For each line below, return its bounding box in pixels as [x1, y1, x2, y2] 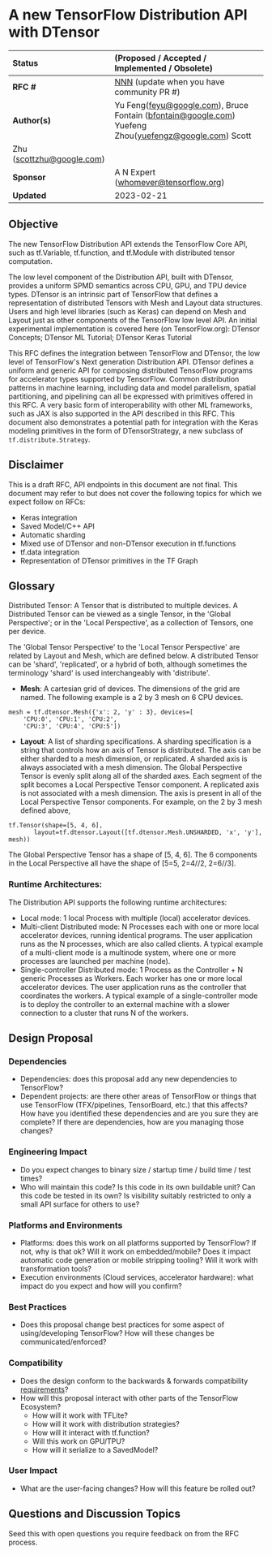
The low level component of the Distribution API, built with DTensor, [8, 272, 234, 282]
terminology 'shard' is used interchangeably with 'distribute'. [8, 668, 210, 678]
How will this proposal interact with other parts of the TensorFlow [19, 1393, 239, 1402]
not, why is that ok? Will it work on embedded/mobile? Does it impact [19, 1246, 251, 1256]
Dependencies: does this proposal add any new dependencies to [19, 1074, 237, 1084]
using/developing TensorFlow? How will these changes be [19, 1328, 215, 1338]
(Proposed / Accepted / [114, 52, 207, 63]
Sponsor [12, 171, 46, 183]
